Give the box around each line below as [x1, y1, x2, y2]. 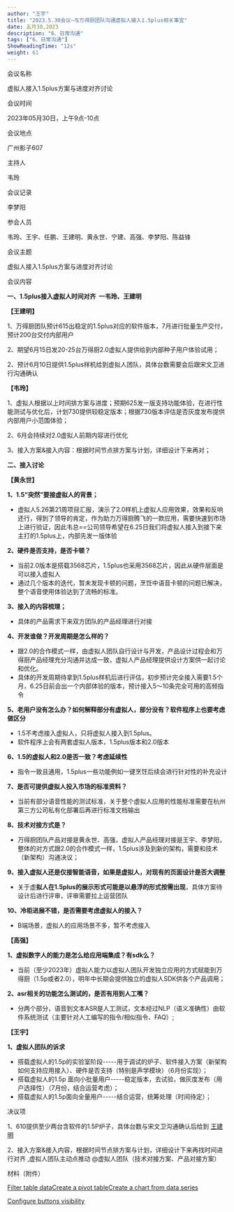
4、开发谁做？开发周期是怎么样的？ [7, 632, 110, 640]
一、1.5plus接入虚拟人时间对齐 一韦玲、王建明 [7, 291, 142, 301]
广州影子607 [7, 143, 43, 152]
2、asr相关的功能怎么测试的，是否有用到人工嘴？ [7, 989, 149, 997]
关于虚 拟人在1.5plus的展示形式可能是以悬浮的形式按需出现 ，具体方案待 [17, 882, 223, 891]
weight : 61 [7, 50, 39, 57]
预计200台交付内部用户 [7, 330, 75, 339]
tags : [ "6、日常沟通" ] [7, 36, 68, 43]
